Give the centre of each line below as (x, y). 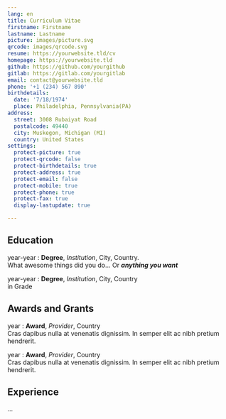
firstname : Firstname (39, 27)
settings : (22, 146)
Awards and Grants (51, 309)
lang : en (20, 14)
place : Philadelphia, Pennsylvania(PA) (73, 107)
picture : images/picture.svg (50, 40)
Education (31, 240)
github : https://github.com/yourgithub (66, 67)
